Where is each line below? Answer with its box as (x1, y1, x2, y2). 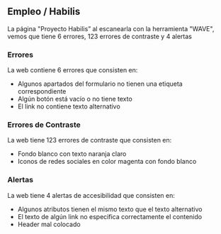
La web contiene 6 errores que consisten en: (7, 66, 138, 74)
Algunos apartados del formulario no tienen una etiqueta (17, 79, 183, 88)
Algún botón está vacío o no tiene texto (17, 95, 132, 104)
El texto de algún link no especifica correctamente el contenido (17, 212, 203, 221)
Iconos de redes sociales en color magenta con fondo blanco (17, 157, 197, 166)
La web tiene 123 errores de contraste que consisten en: (7, 136, 172, 145)
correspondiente (17, 87, 67, 96)
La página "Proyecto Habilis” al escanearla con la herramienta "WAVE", (7, 24, 215, 33)
